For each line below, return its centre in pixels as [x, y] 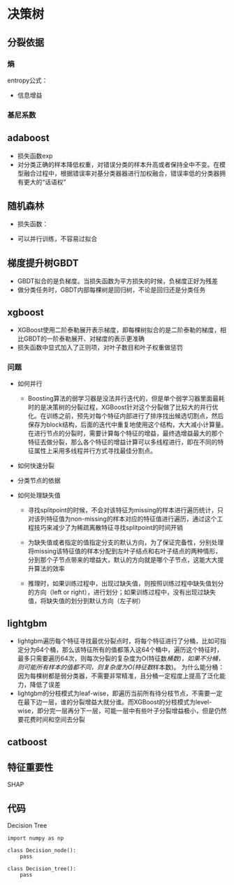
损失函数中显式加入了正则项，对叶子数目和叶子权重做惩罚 [100, 348]
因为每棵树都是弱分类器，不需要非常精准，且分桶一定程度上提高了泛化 [118, 676]
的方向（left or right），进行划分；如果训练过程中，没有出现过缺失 [122, 592]
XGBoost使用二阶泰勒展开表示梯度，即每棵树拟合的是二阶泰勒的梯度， [119, 330]
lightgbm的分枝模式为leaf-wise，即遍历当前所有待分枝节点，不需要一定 [120, 693]
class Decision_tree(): [42, 869]
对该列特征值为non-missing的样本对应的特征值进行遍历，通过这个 [122, 519]
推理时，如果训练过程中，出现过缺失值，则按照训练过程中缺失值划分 [126, 583]
